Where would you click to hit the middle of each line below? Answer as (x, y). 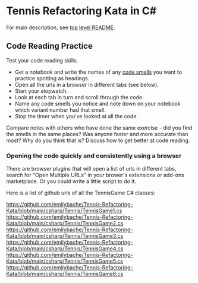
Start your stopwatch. (41, 91)
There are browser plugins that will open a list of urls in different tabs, (91, 169)
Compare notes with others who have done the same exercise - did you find (99, 128)
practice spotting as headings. (52, 78)
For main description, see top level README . (61, 27)
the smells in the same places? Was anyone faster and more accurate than (97, 134)
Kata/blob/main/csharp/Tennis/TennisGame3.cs (65, 236)
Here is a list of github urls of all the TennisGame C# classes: (81, 193)
